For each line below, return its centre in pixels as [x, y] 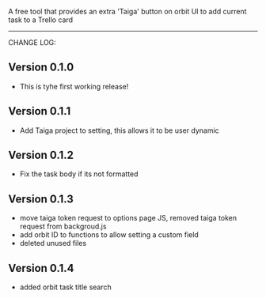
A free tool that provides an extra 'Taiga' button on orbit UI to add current [127, 11]
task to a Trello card [41, 20]
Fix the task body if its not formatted [79, 174]
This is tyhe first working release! [74, 86]
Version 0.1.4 [41, 268]
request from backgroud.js [63, 226]
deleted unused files [53, 243]
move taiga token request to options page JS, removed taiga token [128, 218]
